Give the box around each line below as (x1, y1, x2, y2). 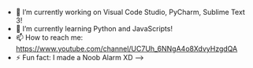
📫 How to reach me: (15, 33, 84, 42)
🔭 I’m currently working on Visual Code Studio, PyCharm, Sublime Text (15, 8, 246, 16)
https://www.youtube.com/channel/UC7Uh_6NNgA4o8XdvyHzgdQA (15, 44, 238, 53)
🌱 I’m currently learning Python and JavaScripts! (15, 24, 173, 33)
